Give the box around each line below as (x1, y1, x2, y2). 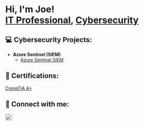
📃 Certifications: (5, 71, 59, 80)
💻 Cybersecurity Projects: (5, 35, 92, 44)
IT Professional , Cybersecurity (5, 14, 139, 26)
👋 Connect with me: (5, 100, 69, 109)
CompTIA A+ (5, 85, 32, 91)
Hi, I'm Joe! (5, 4, 55, 15)
